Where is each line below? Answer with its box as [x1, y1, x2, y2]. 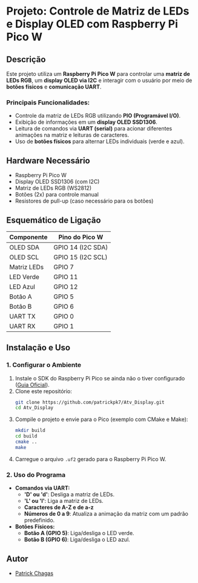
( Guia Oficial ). [15, 381, 50, 388]
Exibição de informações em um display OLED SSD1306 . [15, 118, 157, 126]
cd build [15, 433, 38, 439]
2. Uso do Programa [6, 470, 65, 479]
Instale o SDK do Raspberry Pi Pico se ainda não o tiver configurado [15, 374, 185, 382]
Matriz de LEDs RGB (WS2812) [15, 184, 92, 192]
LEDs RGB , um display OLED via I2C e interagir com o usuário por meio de [6, 77, 193, 84]
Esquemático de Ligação [6, 215, 101, 225]
